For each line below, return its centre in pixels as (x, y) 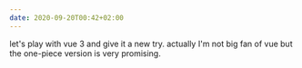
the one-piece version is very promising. (85, 53)
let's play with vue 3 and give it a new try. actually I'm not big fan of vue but (151, 44)
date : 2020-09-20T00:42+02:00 (67, 18)
